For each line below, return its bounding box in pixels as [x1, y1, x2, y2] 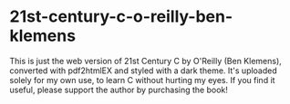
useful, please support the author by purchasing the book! [9, 84, 228, 95]
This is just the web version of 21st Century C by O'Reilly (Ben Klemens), [9, 55, 283, 66]
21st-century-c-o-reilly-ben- [9, 6, 233, 27]
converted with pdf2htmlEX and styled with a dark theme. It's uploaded [9, 65, 278, 76]
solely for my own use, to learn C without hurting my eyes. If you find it [9, 74, 275, 85]
